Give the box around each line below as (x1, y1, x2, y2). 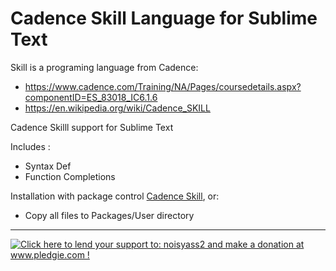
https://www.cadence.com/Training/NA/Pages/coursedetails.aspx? (24, 80, 302, 92)
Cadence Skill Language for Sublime (10, 7, 318, 30)
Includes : (10, 140, 51, 152)
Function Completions (24, 170, 116, 182)
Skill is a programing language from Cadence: (10, 61, 199, 73)
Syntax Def (24, 160, 72, 172)
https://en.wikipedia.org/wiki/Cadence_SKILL (24, 102, 211, 114)
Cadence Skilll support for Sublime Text (10, 121, 174, 133)
